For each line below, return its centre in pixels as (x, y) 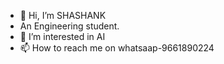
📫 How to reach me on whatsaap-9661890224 (117, 48)
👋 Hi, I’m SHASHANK (63, 15)
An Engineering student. (69, 26)
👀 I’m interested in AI (62, 36)
